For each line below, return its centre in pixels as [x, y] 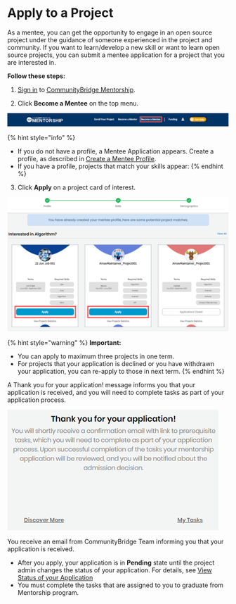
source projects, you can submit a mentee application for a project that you [116, 55]
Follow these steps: [36, 76]
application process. [37, 400]
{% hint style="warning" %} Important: [64, 342]
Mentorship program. [48, 592]
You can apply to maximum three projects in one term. [96, 356]
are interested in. [32, 62]
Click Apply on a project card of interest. [76, 187]
